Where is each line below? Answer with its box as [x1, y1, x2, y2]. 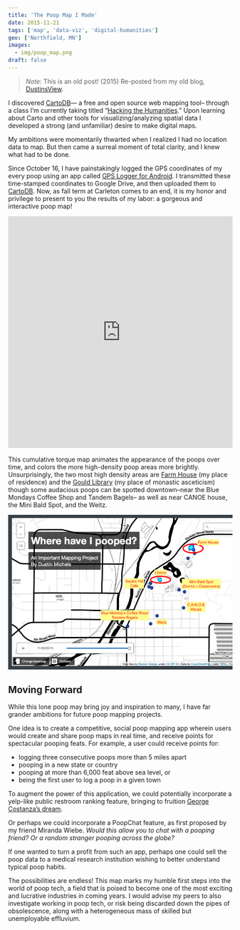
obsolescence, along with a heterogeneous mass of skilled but [8, 906, 192, 916]
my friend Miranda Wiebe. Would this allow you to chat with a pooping [8, 826, 215, 834]
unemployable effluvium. [8, 914, 81, 923]
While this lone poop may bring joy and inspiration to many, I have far [8, 702, 211, 711]
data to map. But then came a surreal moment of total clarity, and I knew [8, 143, 220, 151]
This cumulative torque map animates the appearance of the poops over [8, 455, 220, 464]
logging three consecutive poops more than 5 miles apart [18, 753, 187, 762]
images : [8, 41, 31, 49]
